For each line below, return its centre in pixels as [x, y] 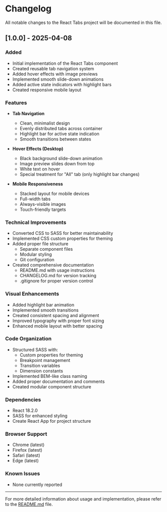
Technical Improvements [36, 222]
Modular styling [36, 254]
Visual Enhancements [32, 294]
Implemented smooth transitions [45, 310]
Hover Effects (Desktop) [38, 149]
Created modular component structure [52, 386]
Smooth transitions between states [55, 139]
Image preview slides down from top [57, 164]
